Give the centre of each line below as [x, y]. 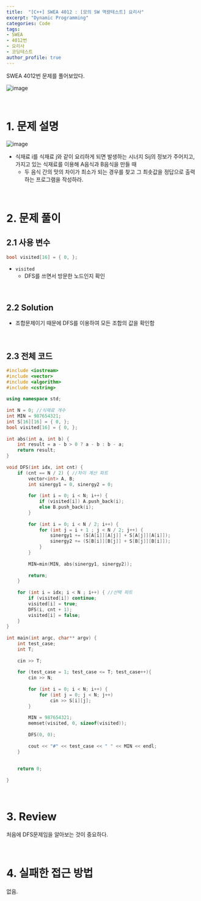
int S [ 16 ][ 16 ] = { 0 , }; [38, 422]
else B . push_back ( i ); [67, 507]
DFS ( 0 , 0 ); [42, 735]
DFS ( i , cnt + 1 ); [50, 610]
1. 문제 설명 [33, 126]
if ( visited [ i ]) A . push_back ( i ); [81, 502]
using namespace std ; [34, 399]
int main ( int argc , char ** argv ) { [52, 638]
